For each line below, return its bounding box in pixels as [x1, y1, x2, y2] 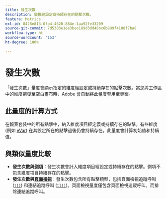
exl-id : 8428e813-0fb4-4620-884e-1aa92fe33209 [5, 21, 103, 26]
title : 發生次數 [5, 7, 36, 12]
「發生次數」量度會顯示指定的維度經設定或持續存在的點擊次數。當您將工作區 [5, 84, 162, 90]
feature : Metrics [5, 16, 41, 21]
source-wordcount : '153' [5, 35, 57, 40]
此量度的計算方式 [5, 107, 58, 115]
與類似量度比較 [5, 149, 51, 158]
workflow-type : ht [5, 30, 43, 35]
